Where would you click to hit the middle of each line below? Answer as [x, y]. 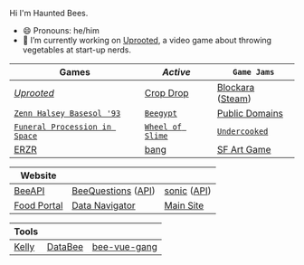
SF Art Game [244, 150]
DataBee [65, 246]
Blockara [236, 87]
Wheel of [163, 127]
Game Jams [253, 72]
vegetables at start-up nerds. [77, 50]
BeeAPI [29, 191]
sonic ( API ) [188, 191]
